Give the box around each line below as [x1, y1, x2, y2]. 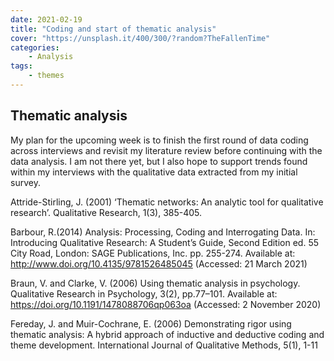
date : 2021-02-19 [10, 14, 83, 25]
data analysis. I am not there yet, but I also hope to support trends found [10, 155, 308, 167]
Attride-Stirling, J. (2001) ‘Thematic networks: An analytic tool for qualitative [10, 196, 324, 208]
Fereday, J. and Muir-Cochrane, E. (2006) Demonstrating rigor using [10, 317, 292, 330]
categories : [10, 42, 60, 53]
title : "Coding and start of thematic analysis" [10, 24, 217, 34]
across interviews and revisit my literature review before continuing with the [10, 144, 323, 156]
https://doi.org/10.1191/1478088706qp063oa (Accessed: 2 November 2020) [10, 298, 322, 310]
